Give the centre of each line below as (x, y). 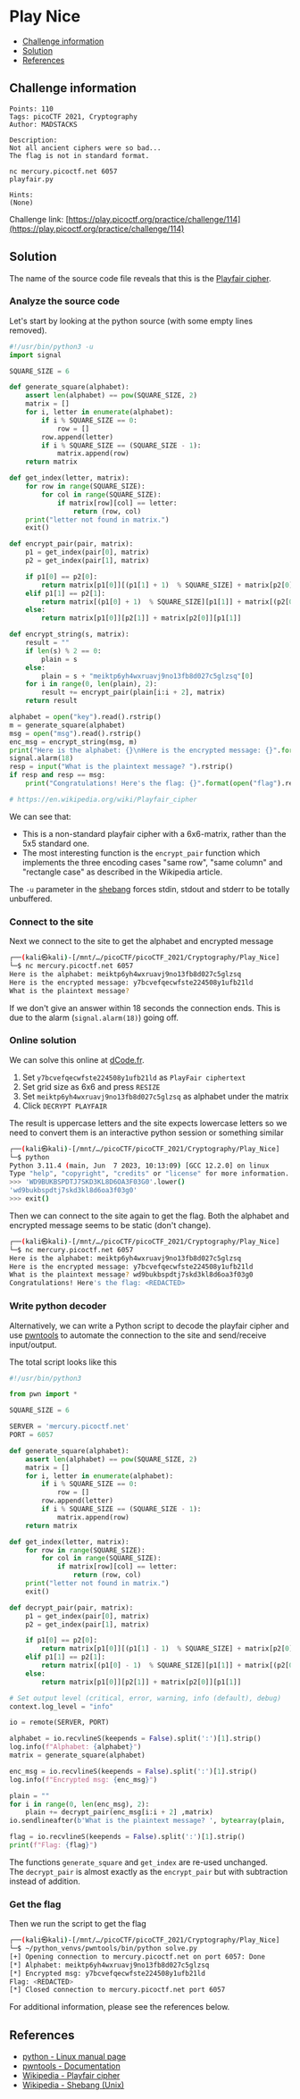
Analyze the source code (65, 301)
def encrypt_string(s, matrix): (69, 635)
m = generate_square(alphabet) (67, 725)
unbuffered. (31, 899)
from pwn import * (43, 1394)
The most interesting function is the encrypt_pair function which (141, 853)
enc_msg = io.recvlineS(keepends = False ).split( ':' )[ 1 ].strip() (133, 1771)
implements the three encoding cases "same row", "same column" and (152, 862)
